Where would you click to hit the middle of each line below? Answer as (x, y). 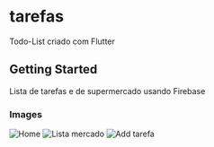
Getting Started (53, 69)
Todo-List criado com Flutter (62, 41)
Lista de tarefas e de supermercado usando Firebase (107, 91)
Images (26, 114)
